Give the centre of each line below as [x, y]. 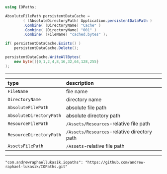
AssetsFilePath [26, 146]
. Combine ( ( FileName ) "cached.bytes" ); [65, 35]
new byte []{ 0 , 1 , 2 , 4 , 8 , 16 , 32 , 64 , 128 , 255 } [56, 61]
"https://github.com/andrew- [115, 162]
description [80, 83]
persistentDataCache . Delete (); [46, 48]
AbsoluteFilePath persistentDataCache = [48, 16]
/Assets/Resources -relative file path [108, 123]
